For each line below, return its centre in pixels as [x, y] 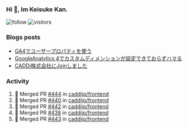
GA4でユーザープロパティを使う [53, 51]
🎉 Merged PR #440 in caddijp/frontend [62, 100]
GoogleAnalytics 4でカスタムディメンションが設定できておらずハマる [98, 58]
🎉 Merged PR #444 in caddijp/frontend [62, 94]
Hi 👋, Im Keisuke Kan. [37, 9]
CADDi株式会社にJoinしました [51, 65]
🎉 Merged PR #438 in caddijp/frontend [61, 112]
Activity [18, 81]
